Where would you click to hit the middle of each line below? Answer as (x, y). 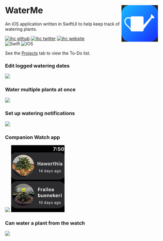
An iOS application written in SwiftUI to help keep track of (62, 24)
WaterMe (24, 10)
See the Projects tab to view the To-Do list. (48, 53)
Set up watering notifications (40, 113)
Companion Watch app (33, 137)
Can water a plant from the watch (45, 223)
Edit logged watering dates (37, 66)
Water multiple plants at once (41, 90)
